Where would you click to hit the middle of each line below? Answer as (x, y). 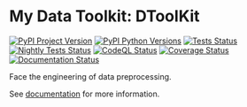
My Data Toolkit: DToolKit (105, 16)
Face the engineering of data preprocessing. (90, 76)
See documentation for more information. (85, 94)
